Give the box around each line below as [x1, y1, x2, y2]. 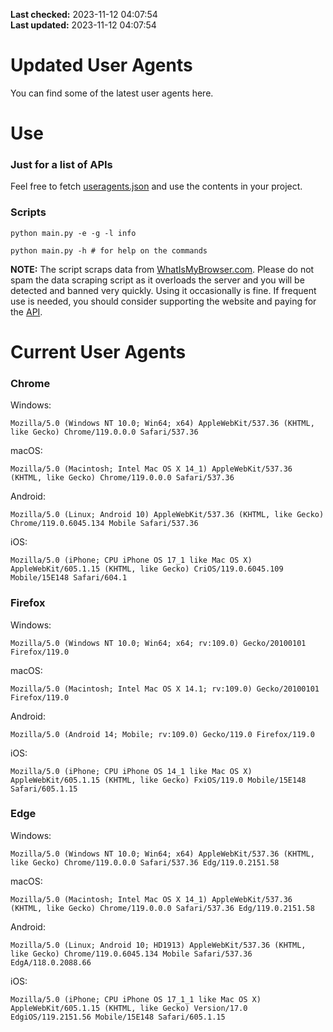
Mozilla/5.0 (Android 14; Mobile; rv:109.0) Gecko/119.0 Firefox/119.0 [10, 729, 315, 739]
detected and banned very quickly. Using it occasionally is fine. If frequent [10, 284, 317, 296]
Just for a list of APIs [10, 158, 113, 172]
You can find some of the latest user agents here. [10, 87, 214, 99]
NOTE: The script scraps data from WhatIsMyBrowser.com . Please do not [10, 263, 315, 275]
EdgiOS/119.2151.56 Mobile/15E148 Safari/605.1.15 [10, 1012, 226, 1022]
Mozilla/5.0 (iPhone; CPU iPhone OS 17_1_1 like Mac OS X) [10, 994, 262, 1004]
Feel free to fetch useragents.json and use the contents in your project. [10, 180, 303, 193]
